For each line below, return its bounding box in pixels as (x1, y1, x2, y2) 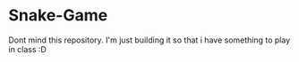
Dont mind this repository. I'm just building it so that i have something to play (8, 35, 291, 45)
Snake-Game (8, 5, 108, 26)
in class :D (8, 43, 47, 54)
